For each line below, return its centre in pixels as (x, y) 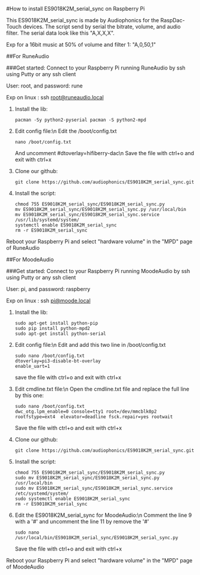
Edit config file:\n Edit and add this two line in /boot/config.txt (90, 345)
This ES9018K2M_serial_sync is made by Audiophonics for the (83, 20)
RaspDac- (173, 20)
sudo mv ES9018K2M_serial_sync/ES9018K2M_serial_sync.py (87, 478)
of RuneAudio (23, 248)
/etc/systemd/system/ (41, 494)
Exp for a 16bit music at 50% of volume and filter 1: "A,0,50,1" (81, 45)
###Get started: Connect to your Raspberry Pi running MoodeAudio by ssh (98, 271)
